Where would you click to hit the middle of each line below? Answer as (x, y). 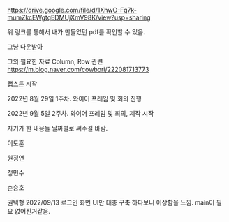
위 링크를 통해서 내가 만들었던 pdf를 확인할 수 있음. (76, 32)
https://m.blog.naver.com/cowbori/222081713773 (78, 69)
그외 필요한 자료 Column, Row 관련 (55, 61)
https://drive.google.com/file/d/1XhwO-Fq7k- (72, 10)
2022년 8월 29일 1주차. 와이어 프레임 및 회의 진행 (74, 98)
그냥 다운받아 (25, 47)
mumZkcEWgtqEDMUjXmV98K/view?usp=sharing (79, 17)
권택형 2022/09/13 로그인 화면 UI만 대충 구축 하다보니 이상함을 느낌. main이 (111, 202)
